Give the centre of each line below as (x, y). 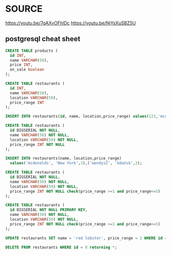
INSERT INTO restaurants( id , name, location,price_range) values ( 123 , (82, 117)
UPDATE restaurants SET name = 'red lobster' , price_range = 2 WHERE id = (86, 238)
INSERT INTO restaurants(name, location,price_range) (64, 158)
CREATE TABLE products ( (32, 51)
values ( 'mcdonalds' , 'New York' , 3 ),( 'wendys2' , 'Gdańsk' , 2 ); (76, 163)
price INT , (21, 65)
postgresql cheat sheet (43, 39)
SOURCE (24, 9)
